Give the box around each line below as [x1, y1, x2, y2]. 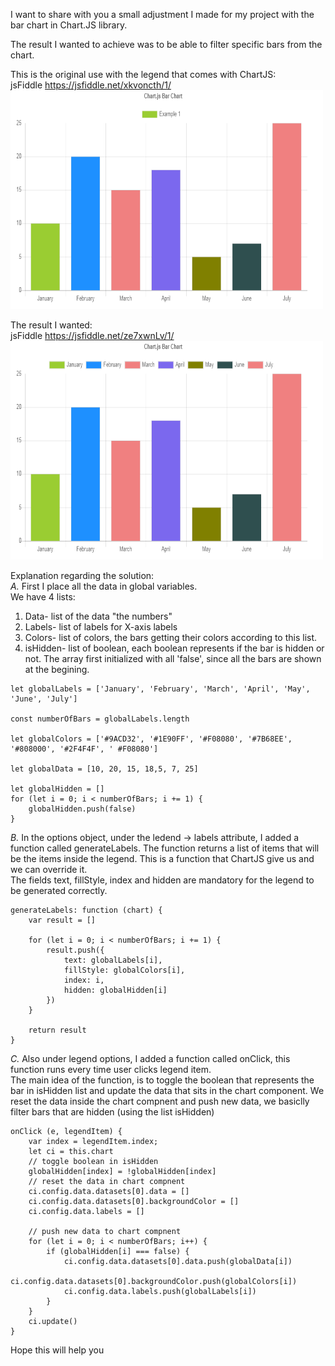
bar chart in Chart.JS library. [10, 19, 128, 31]
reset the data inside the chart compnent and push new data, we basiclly [10, 1095, 310, 1107]
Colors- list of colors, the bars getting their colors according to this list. [24, 632, 318, 643]
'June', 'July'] [10, 694, 78, 704]
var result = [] [28, 915, 97, 925]
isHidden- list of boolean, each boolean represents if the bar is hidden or [24, 642, 325, 654]
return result [28, 1025, 87, 1035]
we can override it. [10, 864, 88, 875]
